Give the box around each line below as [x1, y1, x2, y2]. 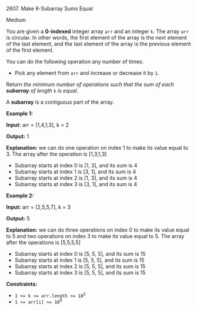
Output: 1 [6, 133, 29, 140]
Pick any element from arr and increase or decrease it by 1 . [14, 70, 159, 76]
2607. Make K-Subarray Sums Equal [6, 5, 93, 12]
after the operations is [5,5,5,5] [6, 239, 81, 246]
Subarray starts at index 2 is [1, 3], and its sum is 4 [14, 174, 138, 182]
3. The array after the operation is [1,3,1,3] [6, 150, 107, 157]
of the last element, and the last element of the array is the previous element [6, 41, 191, 47]
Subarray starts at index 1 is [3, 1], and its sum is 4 [14, 168, 136, 175]
